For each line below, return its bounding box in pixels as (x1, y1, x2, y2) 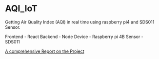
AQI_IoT (5, 3, 38, 14)
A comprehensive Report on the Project (5, 48, 84, 54)
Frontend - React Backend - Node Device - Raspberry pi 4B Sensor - (5, 34, 144, 39)
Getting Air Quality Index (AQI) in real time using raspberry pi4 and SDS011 (5, 19, 155, 25)
